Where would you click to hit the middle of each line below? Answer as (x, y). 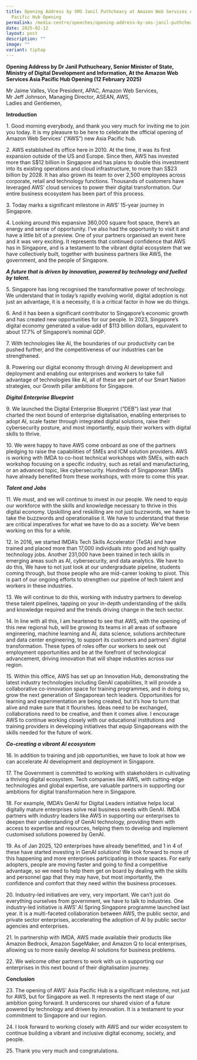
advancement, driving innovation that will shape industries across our (90, 658)
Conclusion (21, 979)
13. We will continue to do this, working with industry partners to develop (94, 597)
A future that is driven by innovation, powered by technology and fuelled (97, 271)
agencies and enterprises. (38, 926)
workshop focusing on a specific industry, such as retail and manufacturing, (98, 464)
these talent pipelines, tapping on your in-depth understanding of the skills (96, 603)
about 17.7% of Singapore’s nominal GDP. (56, 332)
